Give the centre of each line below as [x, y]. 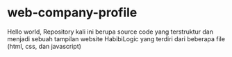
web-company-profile [72, 13]
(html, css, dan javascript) [44, 46]
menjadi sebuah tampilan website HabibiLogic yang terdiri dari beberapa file [116, 38]
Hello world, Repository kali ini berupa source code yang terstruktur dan [110, 32]
